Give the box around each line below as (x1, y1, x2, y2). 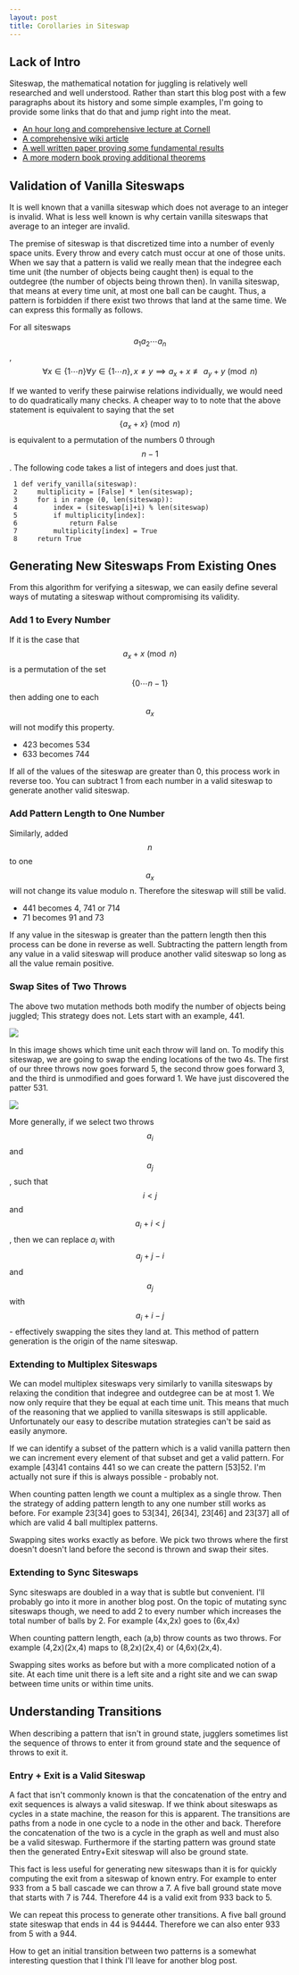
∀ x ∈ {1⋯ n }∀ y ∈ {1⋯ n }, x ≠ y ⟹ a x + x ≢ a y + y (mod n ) (42, 365, 258, 379)
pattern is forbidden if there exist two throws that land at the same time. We (9, 296, 287, 306)
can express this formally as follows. (9, 304, 144, 315)
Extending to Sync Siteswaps (9, 1566, 139, 1579)
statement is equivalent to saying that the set (9, 404, 175, 415)
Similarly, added (9, 828, 69, 838)
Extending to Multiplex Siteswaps (9, 1358, 158, 1371)
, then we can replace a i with (9, 1234, 115, 1246)
